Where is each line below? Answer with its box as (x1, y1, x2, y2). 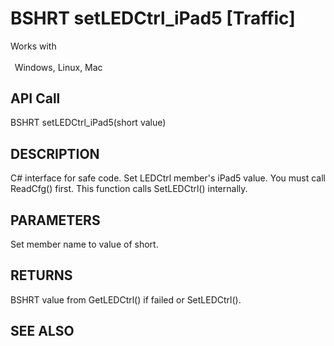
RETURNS (10, 267, 73, 284)
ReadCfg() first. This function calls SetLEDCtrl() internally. (10, 183, 248, 195)
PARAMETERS (10, 212, 101, 229)
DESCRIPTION (10, 145, 100, 162)
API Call (10, 90, 61, 107)
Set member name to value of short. (10, 238, 159, 251)
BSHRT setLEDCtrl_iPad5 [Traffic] (10, 7, 296, 30)
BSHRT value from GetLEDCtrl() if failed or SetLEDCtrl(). (10, 293, 242, 306)
